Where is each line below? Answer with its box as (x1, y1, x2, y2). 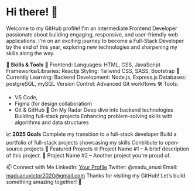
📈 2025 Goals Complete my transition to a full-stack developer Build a (6, 130, 177, 138)
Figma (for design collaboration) (14, 100, 93, 107)
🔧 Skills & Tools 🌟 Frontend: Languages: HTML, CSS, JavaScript (6, 61, 161, 68)
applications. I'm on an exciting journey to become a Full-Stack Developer (6, 37, 184, 44)
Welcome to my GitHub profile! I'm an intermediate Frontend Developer (6, 25, 177, 32)
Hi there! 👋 (6, 5, 59, 19)
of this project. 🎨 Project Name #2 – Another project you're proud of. (6, 152, 171, 159)
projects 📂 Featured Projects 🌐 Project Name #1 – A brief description (24, 145, 189, 152)
